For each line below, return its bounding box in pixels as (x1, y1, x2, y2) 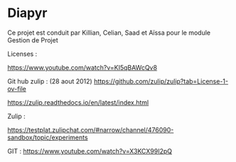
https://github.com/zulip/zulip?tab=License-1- (93, 76, 229, 86)
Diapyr (7, 5, 48, 21)
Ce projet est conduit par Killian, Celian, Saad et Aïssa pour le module (7, 28, 211, 37)
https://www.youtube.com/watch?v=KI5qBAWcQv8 (7, 63, 158, 71)
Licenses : (7, 50, 38, 58)
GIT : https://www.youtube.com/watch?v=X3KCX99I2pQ (7, 146, 173, 155)
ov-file (7, 84, 26, 93)
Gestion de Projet (7, 35, 58, 44)
